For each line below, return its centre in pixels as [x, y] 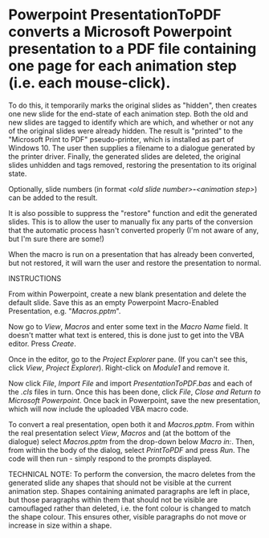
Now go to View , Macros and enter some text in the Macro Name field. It [128, 326]
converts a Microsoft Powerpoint [120, 32]
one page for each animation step [122, 66]
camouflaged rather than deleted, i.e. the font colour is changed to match [130, 508]
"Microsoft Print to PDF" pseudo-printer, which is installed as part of [121, 139]
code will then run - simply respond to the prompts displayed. [110, 459]
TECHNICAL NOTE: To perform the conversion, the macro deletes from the [132, 474]
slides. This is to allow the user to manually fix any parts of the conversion [131, 222]
